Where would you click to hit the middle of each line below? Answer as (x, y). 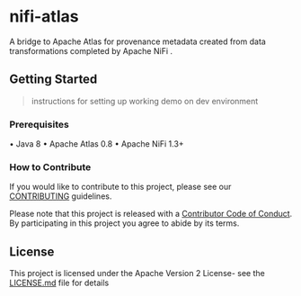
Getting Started (53, 80)
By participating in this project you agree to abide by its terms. (124, 223)
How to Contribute (50, 166)
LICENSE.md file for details (59, 283)
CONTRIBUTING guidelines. (61, 196)
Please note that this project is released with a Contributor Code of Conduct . (151, 214)
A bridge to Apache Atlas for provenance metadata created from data (138, 41)
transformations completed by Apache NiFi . (91, 50)
